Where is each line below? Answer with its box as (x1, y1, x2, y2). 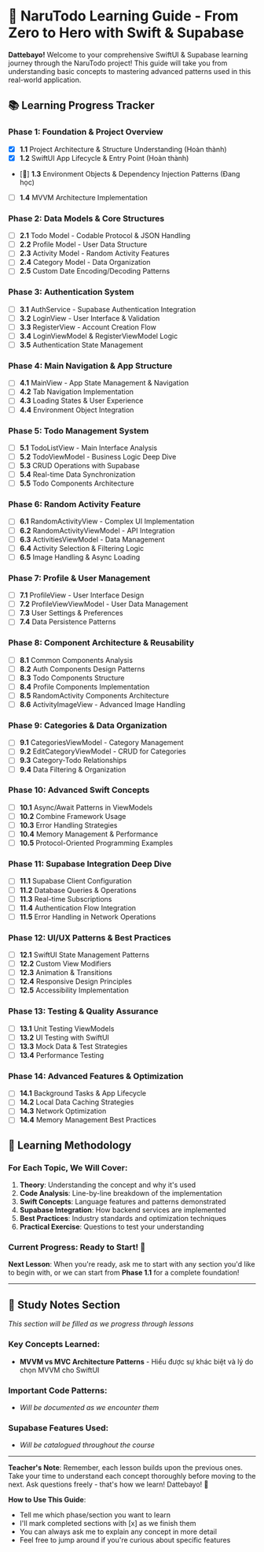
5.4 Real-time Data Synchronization (19, 470, 136, 479)
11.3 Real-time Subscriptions (19, 894, 112, 903)
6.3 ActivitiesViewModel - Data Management (19, 534, 165, 544)
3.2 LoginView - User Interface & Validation (19, 313, 160, 322)
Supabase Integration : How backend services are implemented (19, 1205, 226, 1215)
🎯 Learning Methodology (8, 1138, 132, 1152)
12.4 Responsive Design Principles (19, 977, 132, 986)
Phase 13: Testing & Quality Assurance (8, 1006, 159, 1017)
